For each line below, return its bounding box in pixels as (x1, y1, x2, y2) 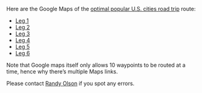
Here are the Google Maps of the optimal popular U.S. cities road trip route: (6, 6, 196, 12)
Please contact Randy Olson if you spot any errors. (6, 80, 135, 87)
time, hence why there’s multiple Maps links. (6, 68, 118, 75)
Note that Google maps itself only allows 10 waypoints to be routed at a (6, 61, 185, 69)
